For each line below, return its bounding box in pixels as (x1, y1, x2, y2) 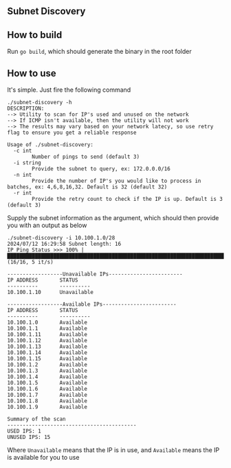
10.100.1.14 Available (7, 349, 88, 356)
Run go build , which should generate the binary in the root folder (7, 48, 192, 56)
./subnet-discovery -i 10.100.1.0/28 (7, 235, 115, 242)
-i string (13, 159, 41, 166)
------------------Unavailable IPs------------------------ (7, 271, 184, 278)
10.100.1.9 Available (7, 404, 88, 411)
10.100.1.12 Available (7, 338, 88, 344)
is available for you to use (7, 454, 80, 462)
